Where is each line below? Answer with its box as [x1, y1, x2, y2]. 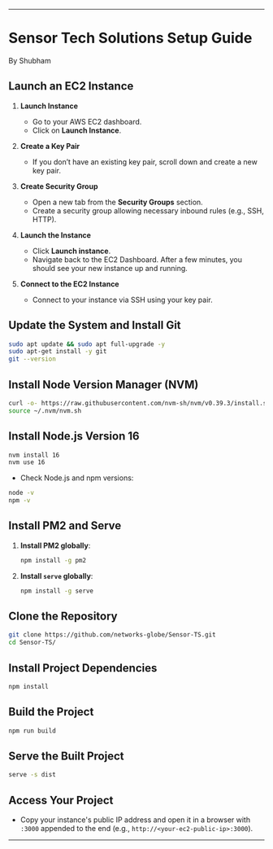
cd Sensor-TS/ [8, 638, 57, 647]
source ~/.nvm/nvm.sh [8, 406, 82, 415]
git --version [8, 355, 57, 363]
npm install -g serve [19, 587, 93, 595]
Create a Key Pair [19, 141, 80, 151]
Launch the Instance [19, 230, 92, 240]
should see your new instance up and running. [32, 263, 188, 273]
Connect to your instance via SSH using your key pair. [32, 295, 213, 304]
